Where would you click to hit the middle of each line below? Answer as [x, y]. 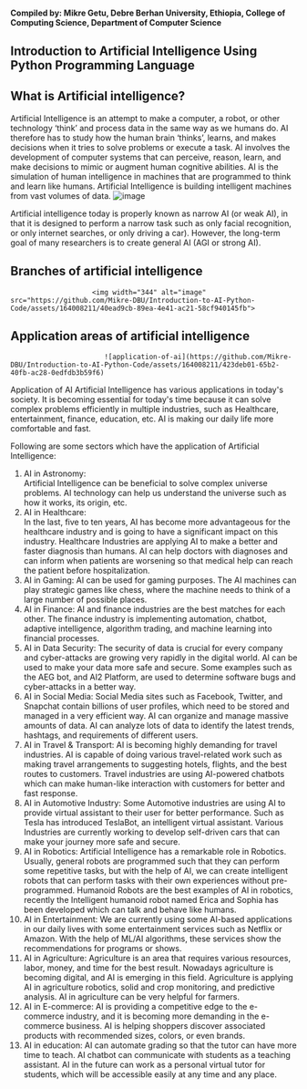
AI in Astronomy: [55, 473]
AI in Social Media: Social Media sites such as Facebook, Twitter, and [153, 697]
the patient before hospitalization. [87, 571]
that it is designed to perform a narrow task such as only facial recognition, [151, 223]
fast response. [51, 793]
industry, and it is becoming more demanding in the [163, 1016]
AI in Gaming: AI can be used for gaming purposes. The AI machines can [160, 580]
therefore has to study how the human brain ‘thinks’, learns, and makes [143, 138]
